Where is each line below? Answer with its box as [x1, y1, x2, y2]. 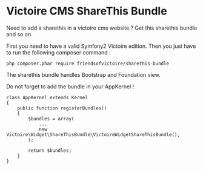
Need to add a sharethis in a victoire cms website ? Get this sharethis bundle [6, 24, 198, 31]
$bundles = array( [28, 116, 75, 122]
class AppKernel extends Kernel [6, 94, 88, 100]
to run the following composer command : [6, 48, 111, 56]
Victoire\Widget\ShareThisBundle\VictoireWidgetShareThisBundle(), [6, 131, 181, 137]
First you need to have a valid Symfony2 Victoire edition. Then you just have [6, 42, 196, 50]
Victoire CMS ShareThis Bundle [6, 4, 168, 18]
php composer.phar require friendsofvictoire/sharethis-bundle [6, 60, 170, 67]
